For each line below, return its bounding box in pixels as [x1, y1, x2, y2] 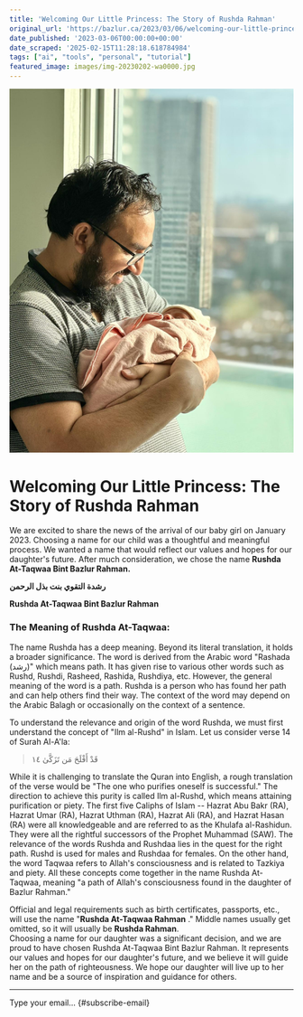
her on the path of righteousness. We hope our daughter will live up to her [9, 961, 284, 972]
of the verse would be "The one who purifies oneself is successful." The [9, 780, 278, 791]
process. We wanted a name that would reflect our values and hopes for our [9, 544, 292, 555]
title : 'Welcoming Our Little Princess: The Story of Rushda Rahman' [9, 14, 277, 24]
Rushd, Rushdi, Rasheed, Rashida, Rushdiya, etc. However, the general [9, 670, 272, 682]
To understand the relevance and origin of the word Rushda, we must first [9, 717, 284, 728]
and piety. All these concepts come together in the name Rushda [9, 867, 250, 878]
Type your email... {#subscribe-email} [9, 997, 151, 1008]
